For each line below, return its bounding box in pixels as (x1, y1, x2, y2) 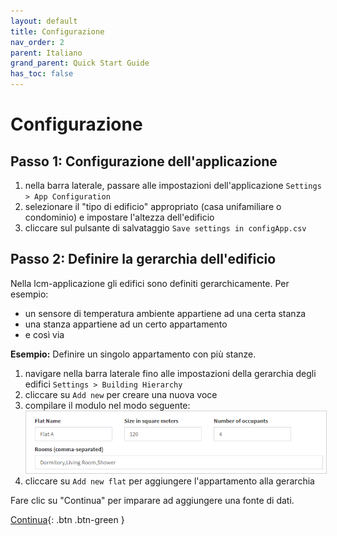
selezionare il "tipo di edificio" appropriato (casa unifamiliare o (24, 201, 282, 212)
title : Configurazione (10, 26, 105, 37)
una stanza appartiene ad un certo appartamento (24, 318, 228, 330)
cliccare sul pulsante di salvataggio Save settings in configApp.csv (24, 222, 307, 234)
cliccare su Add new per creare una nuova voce (24, 388, 218, 400)
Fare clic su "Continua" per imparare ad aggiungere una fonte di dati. (10, 494, 295, 506)
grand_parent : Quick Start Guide (10, 58, 150, 69)
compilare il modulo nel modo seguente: (24, 399, 191, 411)
